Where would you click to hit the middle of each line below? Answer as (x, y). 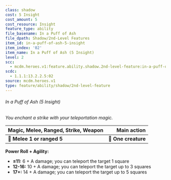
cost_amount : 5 (21, 19)
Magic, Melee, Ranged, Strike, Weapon (56, 130)
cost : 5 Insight (22, 15)
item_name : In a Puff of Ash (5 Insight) (50, 52)
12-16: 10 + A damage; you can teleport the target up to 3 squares (82, 166)
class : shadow (20, 10)
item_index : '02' (24, 48)
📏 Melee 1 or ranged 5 (35, 139)
